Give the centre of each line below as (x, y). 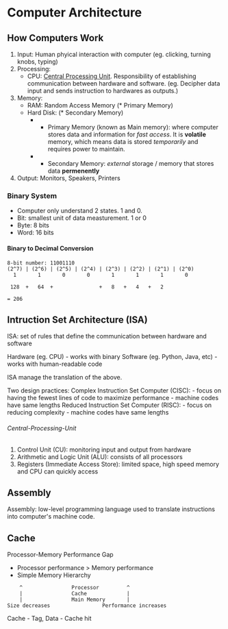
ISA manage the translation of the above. (65, 378)
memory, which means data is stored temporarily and (123, 141)
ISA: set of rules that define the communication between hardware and (107, 336)
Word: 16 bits (35, 233)
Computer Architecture (75, 13)
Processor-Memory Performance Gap (61, 555)
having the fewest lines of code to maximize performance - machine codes (113, 398)
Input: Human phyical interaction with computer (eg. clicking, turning (114, 54)
